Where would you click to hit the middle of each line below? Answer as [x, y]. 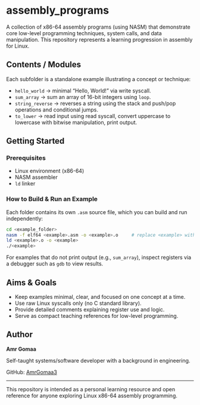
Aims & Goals [31, 282]
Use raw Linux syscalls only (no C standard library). [78, 303]
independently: [25, 218]
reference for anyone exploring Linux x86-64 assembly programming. [92, 395]
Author [19, 335]
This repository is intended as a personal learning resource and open [91, 389]
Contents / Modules [44, 65]
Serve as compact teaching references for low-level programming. [96, 316]
